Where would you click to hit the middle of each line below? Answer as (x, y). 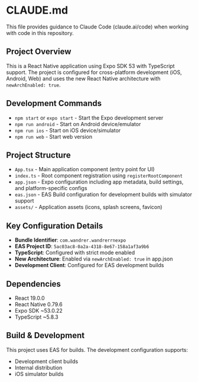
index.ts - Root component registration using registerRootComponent (99, 176)
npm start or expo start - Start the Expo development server (89, 118)
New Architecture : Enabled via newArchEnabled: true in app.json (94, 259)
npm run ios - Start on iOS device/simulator (68, 130)
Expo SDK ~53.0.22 (39, 311)
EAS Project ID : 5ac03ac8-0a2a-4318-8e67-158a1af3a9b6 (82, 246)
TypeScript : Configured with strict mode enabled (75, 253)
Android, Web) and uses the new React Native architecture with (83, 78)
